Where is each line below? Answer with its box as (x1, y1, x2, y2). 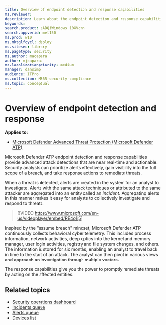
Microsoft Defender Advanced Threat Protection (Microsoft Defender (12, 139, 153, 145)
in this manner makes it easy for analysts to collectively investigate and (5, 195, 150, 201)
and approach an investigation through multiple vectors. (5, 257, 119, 262)
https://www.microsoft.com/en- (34, 210, 99, 216)
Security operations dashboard (12, 299, 76, 305)
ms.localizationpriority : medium (5, 63, 74, 67)
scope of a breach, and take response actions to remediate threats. (5, 170, 142, 176)
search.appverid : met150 (5, 30, 56, 35)
